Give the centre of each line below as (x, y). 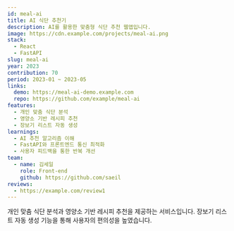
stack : (17, 40)
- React (25, 46)
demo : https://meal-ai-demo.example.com (74, 92)
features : (22, 106)
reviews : (20, 184)
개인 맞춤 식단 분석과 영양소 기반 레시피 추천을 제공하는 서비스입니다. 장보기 (111, 211)
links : (17, 86)
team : (15, 158)
